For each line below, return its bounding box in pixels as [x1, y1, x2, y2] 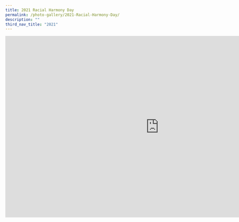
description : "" [5, 17, 40, 22]
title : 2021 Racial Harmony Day [5, 7, 74, 13]
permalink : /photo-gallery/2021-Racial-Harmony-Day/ [5, 12, 120, 17]
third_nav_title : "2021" [5, 21, 58, 27]
